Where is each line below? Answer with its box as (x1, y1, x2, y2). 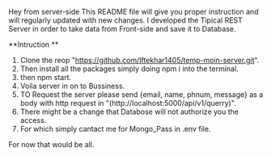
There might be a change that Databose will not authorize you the (19, 107, 239, 116)
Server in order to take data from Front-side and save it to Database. (8, 24, 236, 33)
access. (19, 116, 47, 124)
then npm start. (19, 73, 72, 82)
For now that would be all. (8, 140, 95, 149)
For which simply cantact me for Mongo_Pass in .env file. (19, 124, 211, 133)
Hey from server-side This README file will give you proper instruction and (8, 7, 259, 16)
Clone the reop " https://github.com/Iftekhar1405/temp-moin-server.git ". (19, 56, 260, 65)
